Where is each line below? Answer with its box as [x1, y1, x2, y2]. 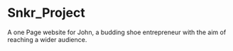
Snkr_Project [7, 5, 85, 21]
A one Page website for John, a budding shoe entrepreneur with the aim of [7, 28, 227, 36]
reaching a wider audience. [7, 35, 87, 43]
